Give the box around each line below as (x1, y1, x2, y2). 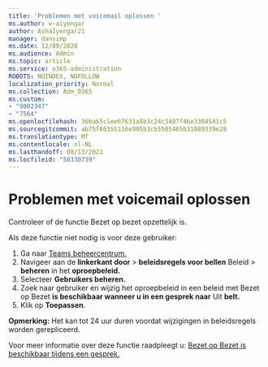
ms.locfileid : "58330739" (8, 155, 96, 163)
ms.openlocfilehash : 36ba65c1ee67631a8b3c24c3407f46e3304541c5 (8, 118, 227, 126)
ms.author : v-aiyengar (8, 19, 85, 28)
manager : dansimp (8, 34, 67, 43)
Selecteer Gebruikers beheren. (19, 274, 126, 284)
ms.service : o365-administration (8, 65, 122, 73)
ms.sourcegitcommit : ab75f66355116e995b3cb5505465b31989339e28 (8, 125, 227, 133)
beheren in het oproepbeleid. (19, 266, 121, 276)
